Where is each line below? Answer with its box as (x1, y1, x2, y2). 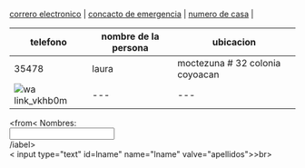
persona (112, 42, 149, 54)
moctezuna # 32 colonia (176, 57, 281, 69)
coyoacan (176, 68, 220, 81)
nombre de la (101, 30, 160, 43)
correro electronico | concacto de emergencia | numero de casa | (9, 9, 254, 19)
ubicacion (212, 36, 257, 48)
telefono (30, 36, 68, 48)
